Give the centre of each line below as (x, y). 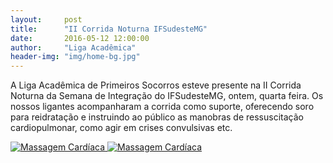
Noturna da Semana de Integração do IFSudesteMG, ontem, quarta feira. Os (167, 96)
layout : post (46, 19)
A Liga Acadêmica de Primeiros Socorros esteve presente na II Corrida (156, 85)
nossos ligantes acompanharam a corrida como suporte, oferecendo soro (162, 107)
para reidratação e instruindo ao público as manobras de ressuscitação (157, 117)
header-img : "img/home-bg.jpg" (75, 57)
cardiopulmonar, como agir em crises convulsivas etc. (121, 128)
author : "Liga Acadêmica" (73, 47)
